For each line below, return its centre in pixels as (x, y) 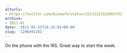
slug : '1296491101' (25, 32)
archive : (14, 18)
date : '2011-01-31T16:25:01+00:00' (41, 27)
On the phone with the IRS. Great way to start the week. (61, 46)
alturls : (14, 9)
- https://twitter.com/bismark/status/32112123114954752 (64, 14)
